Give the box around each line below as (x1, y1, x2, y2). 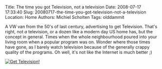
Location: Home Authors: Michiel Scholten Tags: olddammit (5, 14, 124, 20)
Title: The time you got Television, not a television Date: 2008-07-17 (5, 4, 142, 10)
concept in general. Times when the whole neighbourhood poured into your (5, 34, 157, 40)
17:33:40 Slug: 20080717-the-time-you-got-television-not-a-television (5, 9, 146, 15)
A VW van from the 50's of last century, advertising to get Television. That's (5, 24, 158, 29)
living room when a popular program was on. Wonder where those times (5, 39, 150, 45)
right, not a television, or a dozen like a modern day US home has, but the (5, 29, 153, 34)
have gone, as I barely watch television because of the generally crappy (5, 44, 150, 50)
